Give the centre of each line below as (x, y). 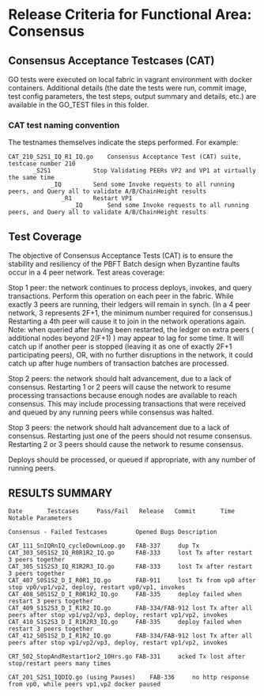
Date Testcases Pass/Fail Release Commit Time (122, 511)
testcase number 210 (42, 164)
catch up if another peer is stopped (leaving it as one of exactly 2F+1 (120, 346)
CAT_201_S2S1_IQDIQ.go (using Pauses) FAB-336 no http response (128, 677)
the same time (32, 178)
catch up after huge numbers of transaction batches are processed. (119, 363)
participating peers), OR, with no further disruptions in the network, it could (130, 355)
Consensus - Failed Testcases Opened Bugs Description (113, 531)
